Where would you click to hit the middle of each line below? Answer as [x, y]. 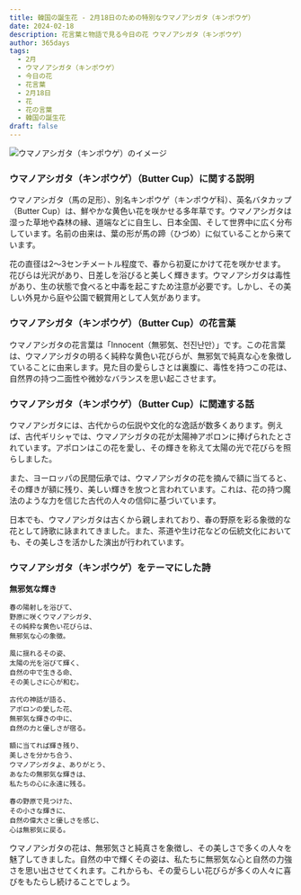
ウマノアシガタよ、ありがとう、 [59, 765]
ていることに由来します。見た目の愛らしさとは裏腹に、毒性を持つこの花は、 [150, 367]
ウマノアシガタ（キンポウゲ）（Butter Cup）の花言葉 [123, 323]
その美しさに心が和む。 [46, 683]
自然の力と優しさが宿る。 [49, 729]
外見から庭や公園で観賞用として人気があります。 [115, 298]
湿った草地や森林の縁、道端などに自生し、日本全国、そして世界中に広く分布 [151, 222]
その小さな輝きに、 [40, 811]
